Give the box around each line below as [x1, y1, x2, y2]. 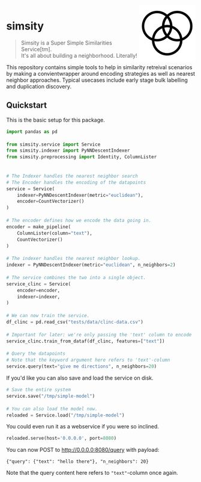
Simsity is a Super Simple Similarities [20, 39, 112, 46]
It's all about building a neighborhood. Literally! [20, 52, 137, 59]
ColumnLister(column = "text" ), [17, 230, 93, 236]
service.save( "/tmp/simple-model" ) [6, 393, 95, 399]
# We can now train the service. [6, 313, 90, 319]
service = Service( [6, 185, 55, 192]
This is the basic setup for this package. [6, 116, 105, 123]
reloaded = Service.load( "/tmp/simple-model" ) [6, 412, 125, 418]
